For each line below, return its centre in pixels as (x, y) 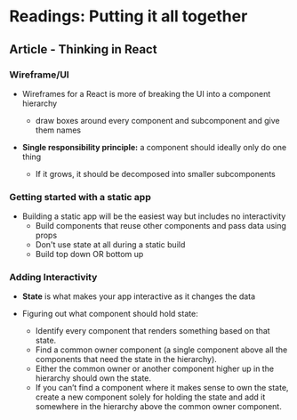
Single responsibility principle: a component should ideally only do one (154, 147)
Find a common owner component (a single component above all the (161, 350)
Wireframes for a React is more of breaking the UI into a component (146, 93)
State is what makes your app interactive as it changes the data (139, 296)
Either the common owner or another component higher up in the (154, 369)
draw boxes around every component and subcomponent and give (157, 120)
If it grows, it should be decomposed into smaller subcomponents (155, 174)
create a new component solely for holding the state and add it (150, 397)
